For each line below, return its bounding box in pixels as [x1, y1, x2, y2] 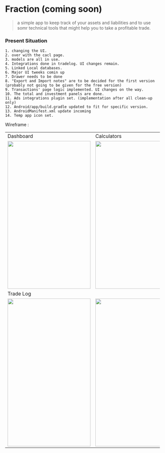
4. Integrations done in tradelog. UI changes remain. [5, 62, 120, 66]
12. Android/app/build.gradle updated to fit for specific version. [5, 104, 148, 109]
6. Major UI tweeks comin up [5, 70, 65, 75]
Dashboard [7, 133, 33, 140]
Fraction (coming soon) [5, 3, 102, 15]
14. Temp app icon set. [5, 113, 54, 118]
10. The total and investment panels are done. [5, 92, 105, 97]
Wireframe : [5, 122, 29, 128]
